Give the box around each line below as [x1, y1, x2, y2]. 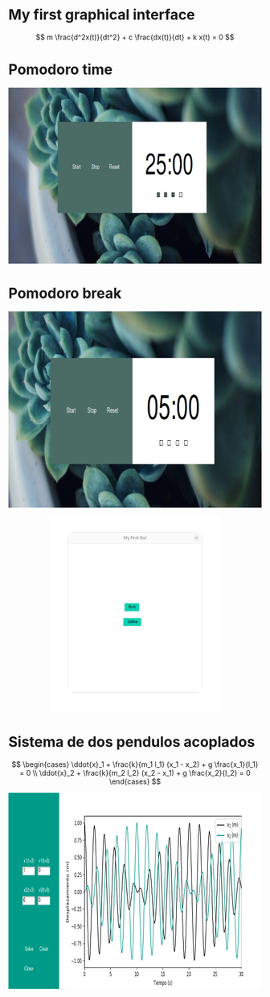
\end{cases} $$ [108, 777, 162, 786]
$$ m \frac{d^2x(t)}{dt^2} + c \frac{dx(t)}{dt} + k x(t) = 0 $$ [35, 32, 235, 42]
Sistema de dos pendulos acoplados [8, 733, 256, 751]
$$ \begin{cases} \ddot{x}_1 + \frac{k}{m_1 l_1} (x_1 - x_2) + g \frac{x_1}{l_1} [11, 759, 259, 769]
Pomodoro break [8, 284, 122, 303]
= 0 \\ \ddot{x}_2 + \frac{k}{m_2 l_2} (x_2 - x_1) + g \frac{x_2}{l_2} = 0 [19, 768, 251, 777]
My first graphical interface [8, 6, 195, 24]
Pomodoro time [8, 60, 113, 79]
